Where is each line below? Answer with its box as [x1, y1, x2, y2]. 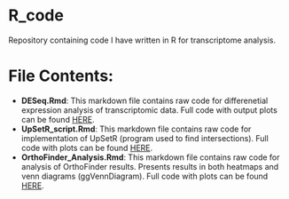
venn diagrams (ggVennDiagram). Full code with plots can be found [20, 171, 269, 181]
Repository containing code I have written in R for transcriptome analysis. [8, 35, 277, 45]
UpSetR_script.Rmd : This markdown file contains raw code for [20, 123, 252, 134]
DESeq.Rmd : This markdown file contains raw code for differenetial [20, 95, 269, 106]
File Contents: [8, 66, 114, 86]
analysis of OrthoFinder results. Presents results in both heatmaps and [20, 161, 279, 171]
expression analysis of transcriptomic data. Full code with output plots [20, 104, 278, 115]
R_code [8, 5, 64, 26]
